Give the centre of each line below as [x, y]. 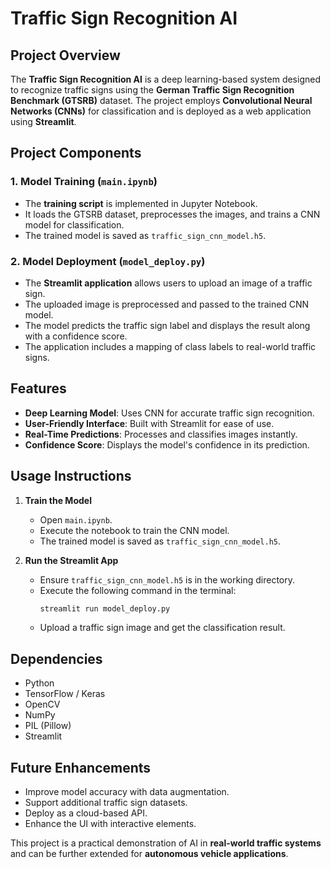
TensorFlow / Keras [65, 694]
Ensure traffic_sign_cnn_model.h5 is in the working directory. [167, 579]
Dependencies [56, 658]
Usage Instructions [71, 476]
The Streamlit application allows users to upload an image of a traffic [168, 283]
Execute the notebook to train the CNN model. [134, 530]
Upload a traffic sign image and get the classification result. [162, 628]
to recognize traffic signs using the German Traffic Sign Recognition [152, 90]
